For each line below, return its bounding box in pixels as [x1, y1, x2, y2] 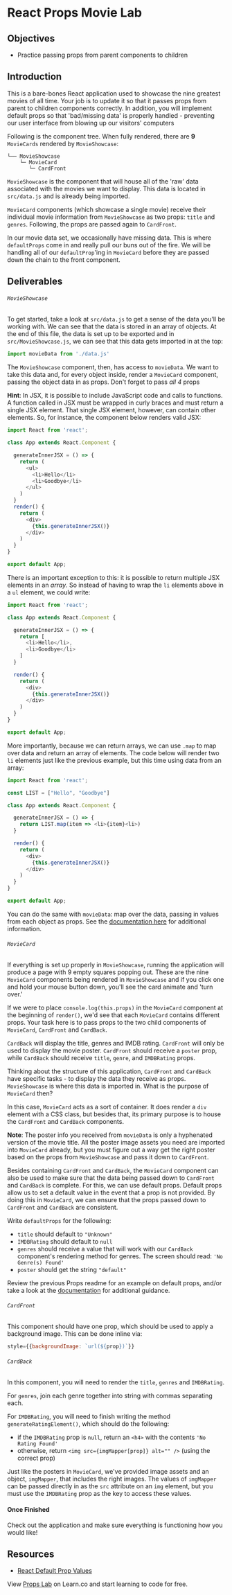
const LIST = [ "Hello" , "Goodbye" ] [7, 789, 110, 796]
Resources [7, 1548, 55, 1560]
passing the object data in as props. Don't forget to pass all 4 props [7, 378, 200, 386]
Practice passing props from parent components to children [17, 51, 188, 59]
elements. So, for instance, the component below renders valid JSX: [7, 414, 202, 422]
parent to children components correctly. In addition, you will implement [7, 104, 213, 112]
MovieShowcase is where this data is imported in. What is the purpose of [7, 1082, 209, 1091]
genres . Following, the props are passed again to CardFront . [7, 220, 177, 228]
